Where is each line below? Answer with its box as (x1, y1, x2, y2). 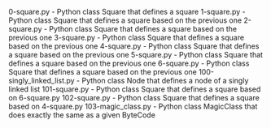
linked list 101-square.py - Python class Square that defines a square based (8, 84, 261, 94)
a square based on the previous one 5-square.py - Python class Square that (8, 50, 263, 59)
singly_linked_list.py (8, 76, 75, 85)
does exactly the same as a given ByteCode (8, 110, 156, 120)
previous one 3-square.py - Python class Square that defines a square (8, 32, 245, 42)
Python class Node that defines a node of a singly (81, 76, 249, 85)
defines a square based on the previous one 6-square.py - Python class (8, 58, 250, 68)
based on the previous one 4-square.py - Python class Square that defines (8, 41, 260, 51)
